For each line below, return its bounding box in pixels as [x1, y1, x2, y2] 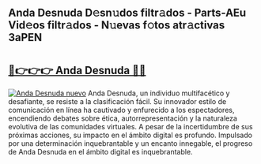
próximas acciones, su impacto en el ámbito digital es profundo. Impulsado [8, 130, 253, 140]
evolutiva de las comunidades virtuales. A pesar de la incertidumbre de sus [8, 122, 253, 131]
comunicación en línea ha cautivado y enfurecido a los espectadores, [8, 106, 235, 114]
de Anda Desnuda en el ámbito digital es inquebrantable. [8, 147, 193, 156]
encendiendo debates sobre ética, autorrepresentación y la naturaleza [8, 114, 237, 123]
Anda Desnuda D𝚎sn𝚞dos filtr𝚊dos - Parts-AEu [8, 6, 247, 20]
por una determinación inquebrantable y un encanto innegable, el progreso [8, 139, 253, 148]
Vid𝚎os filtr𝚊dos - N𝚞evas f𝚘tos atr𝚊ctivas [8, 19, 225, 32]
